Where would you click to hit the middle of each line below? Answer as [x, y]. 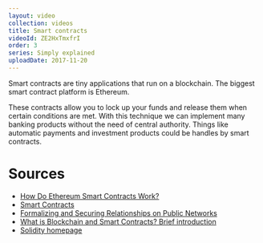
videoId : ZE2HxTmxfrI [45, 38]
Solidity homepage [51, 230]
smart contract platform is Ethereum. [69, 91]
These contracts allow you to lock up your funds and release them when [127, 107]
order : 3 [23, 46]
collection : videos [41, 23]
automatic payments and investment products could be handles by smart [129, 132]
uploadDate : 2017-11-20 [48, 61]
